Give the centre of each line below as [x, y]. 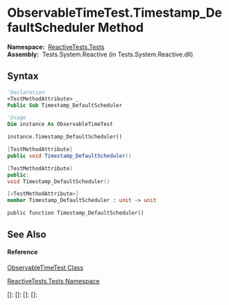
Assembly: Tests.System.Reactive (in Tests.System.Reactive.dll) [100, 54]
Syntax [23, 76]
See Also [27, 234]
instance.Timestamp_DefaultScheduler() [65, 137]
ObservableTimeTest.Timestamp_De [114, 13]
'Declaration [26, 92]
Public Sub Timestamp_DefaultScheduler [65, 105]
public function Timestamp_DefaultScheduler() [76, 213]
